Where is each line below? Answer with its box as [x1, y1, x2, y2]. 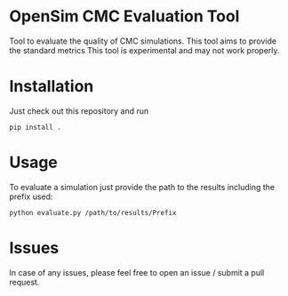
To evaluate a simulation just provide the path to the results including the [9, 181, 276, 192]
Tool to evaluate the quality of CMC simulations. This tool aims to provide [9, 36, 277, 46]
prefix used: [9, 191, 53, 202]
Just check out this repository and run [9, 105, 149, 116]
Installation [9, 76, 94, 97]
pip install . [9, 123, 62, 132]
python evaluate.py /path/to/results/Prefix [9, 208, 177, 217]
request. [9, 276, 40, 287]
